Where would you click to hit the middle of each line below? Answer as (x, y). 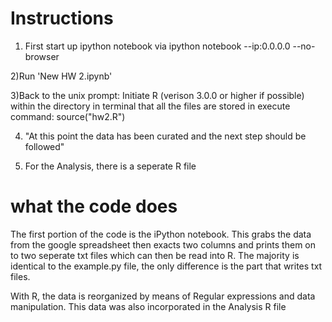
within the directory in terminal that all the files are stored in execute (150, 106)
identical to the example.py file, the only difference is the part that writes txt (166, 266)
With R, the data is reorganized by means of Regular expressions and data (163, 296)
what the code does (94, 206)
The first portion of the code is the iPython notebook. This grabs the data (161, 234)
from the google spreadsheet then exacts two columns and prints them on (163, 244)
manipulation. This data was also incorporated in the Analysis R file (148, 306)
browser (42, 56)
